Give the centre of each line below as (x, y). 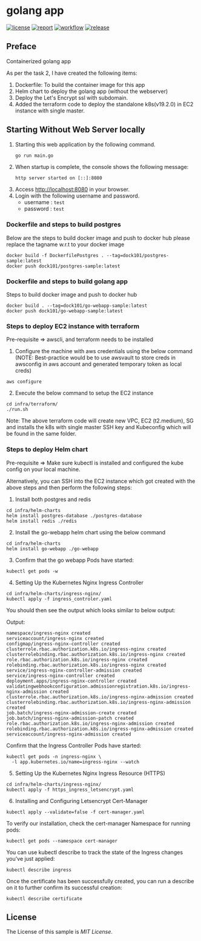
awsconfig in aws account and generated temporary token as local (98, 364)
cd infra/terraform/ (32, 404)
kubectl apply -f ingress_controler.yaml (59, 599)
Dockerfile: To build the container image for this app (80, 84)
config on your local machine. (43, 469)
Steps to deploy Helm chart (47, 449)
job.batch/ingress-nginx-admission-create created (71, 713)
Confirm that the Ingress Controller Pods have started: (74, 745)
